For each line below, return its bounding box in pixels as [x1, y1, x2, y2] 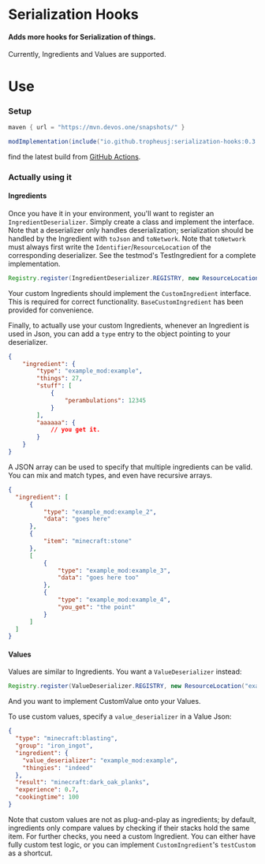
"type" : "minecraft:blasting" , [15, 735, 118, 742]
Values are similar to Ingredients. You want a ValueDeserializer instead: [8, 667, 242, 676]
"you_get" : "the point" [58, 603, 136, 611]
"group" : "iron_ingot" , [15, 742, 93, 750]
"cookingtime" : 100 [15, 793, 80, 802]
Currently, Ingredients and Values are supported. [8, 50, 167, 59]
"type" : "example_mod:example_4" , [58, 596, 171, 604]
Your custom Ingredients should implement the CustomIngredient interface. [8, 288, 252, 297]
